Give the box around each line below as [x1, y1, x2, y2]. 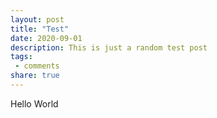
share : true [10, 71, 60, 81]
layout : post [10, 14, 65, 25]
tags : [10, 52, 33, 62]
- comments [14, 61, 60, 71]
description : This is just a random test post [10, 42, 208, 53]
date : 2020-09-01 [10, 33, 83, 43]
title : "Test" [10, 24, 70, 34]
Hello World [10, 97, 59, 110]
